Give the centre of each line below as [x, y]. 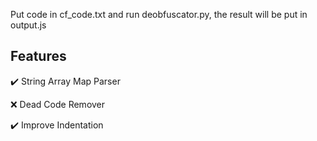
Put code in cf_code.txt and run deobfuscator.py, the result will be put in [159, 14]
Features [38, 56]
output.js [28, 25]
